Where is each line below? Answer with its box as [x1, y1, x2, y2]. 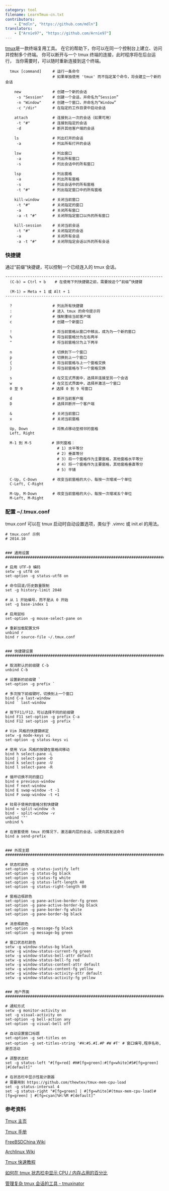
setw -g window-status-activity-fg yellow [5, 975, 96, 980]
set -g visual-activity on [5, 1012, 62, 1018]
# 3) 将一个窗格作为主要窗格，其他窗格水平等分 [57, 457, 143, 462]
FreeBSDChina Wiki [5, 1139, 46, 1145]
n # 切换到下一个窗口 [10, 350, 87, 355]
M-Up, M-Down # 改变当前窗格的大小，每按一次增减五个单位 [10, 491, 132, 497]
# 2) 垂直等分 [57, 451, 84, 456]
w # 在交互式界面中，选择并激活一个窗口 [10, 381, 121, 386]
